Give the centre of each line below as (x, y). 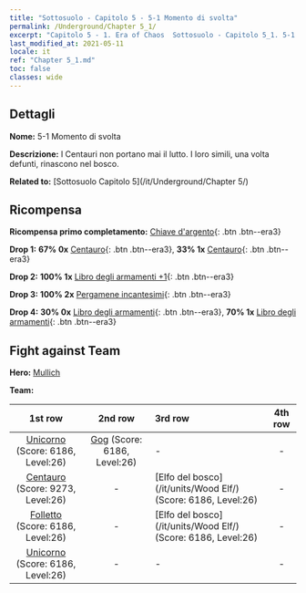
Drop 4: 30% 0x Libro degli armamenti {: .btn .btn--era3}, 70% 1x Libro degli (153, 312)
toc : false (30, 69)
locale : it (30, 52)
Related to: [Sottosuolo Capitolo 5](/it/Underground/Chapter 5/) (129, 181)
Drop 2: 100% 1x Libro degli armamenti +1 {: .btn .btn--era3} (122, 277)
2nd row (116, 419)
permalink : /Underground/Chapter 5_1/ (83, 26)
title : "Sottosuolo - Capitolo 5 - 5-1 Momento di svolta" (124, 18)
